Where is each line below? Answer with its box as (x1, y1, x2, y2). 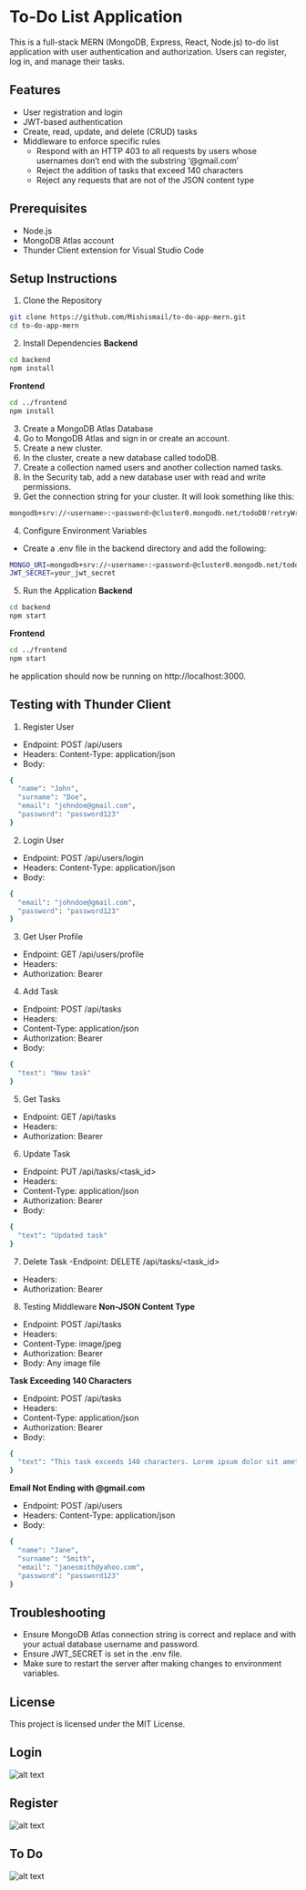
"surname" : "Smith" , (17, 1553, 96, 1563)
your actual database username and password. (22, 1639, 200, 1650)
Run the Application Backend (22, 586, 133, 597)
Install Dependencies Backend (22, 337, 138, 348)
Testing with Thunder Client (9, 697, 171, 712)
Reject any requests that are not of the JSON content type (36, 174, 255, 185)
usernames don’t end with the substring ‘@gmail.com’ (36, 155, 240, 166)
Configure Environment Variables (22, 524, 148, 535)
